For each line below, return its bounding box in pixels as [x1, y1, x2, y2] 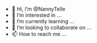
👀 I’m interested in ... [11, 12, 62, 19]
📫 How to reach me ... [11, 31, 66, 37]
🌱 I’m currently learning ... [11, 18, 75, 24]
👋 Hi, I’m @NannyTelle [11, 6, 66, 12]
